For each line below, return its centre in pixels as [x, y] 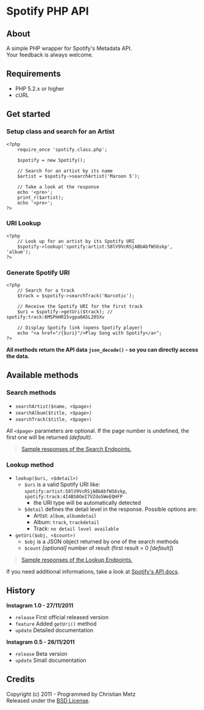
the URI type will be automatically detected [87, 503]
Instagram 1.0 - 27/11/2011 [40, 605]
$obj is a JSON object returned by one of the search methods [101, 542]
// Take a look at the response [58, 187]
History [21, 591]
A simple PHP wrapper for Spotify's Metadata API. [69, 48]
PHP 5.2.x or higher [40, 88]
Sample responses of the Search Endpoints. [76, 449]
